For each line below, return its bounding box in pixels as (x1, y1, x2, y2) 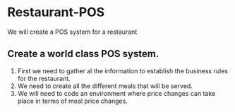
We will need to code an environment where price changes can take (17, 89, 216, 97)
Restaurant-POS (7, 4, 105, 20)
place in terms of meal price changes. (17, 97, 128, 105)
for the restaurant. (17, 74, 71, 82)
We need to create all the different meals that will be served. (17, 82, 193, 90)
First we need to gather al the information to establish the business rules (17, 66, 228, 75)
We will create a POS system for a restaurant (7, 27, 138, 36)
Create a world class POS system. (7, 48, 159, 60)
